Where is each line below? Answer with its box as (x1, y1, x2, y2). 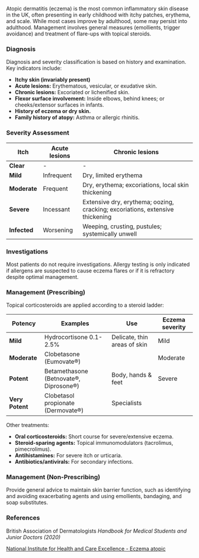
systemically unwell (82, 229, 137, 238)
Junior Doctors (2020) (6, 533, 61, 541)
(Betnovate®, (44, 374, 81, 383)
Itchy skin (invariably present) (14, 76, 91, 84)
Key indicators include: (6, 65, 62, 72)
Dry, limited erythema (82, 171, 143, 179)
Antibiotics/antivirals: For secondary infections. (14, 458, 134, 466)
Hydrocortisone (44, 333, 88, 341)
